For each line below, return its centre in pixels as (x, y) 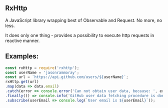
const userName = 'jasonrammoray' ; (42, 72)
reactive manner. (22, 40)
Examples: (22, 56)
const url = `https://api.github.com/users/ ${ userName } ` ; (67, 77)
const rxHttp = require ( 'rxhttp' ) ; (42, 68)
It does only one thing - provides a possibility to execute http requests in (80, 35)
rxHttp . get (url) (22, 82)
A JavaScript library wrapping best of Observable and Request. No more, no (84, 20)
